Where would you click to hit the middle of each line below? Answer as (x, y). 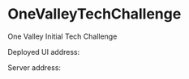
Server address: (34, 67)
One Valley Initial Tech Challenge (62, 36)
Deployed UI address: (44, 52)
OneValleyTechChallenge (94, 14)
